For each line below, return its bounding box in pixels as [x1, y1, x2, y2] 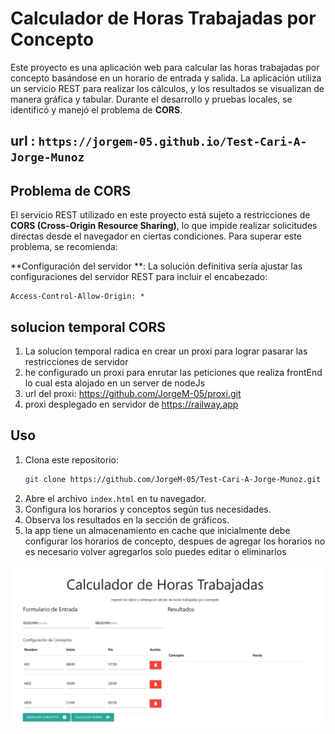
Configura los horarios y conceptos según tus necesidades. [24, 503, 272, 515]
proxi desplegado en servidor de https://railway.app [24, 398, 239, 410]
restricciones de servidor [24, 355, 129, 367]
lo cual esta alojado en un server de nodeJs [24, 377, 206, 389]
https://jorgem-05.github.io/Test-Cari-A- [38, 135, 308, 149]
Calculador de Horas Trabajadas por [10, 7, 317, 30]
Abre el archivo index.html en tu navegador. [24, 492, 207, 504]
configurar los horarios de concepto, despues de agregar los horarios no [24, 535, 326, 547]
